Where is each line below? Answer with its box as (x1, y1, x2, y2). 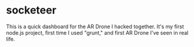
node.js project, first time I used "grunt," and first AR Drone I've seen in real (6, 29, 189, 36)
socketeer (6, 4, 57, 17)
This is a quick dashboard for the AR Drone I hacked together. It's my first (6, 23, 184, 30)
